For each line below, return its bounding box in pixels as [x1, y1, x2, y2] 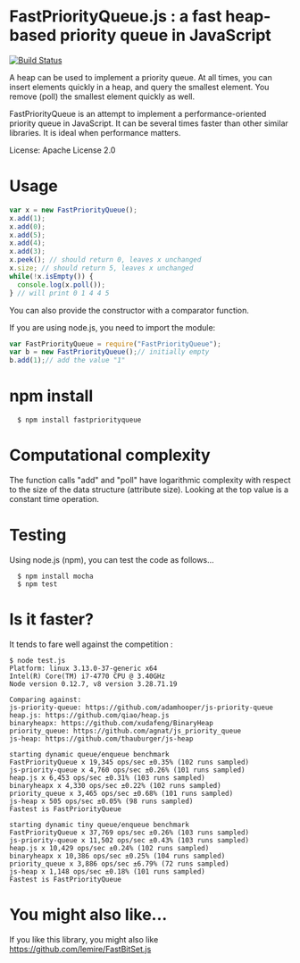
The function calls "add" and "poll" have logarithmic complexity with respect [9, 475, 291, 485]
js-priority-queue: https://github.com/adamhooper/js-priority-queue [9, 703, 274, 712]
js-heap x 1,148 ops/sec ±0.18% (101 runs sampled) [9, 867, 205, 876]
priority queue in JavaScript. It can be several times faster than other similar [9, 118, 288, 129]
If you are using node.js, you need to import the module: [9, 322, 216, 332]
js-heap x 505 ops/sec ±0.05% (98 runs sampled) [9, 797, 194, 806]
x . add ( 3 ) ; [9, 247, 46, 256]
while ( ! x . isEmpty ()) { [9, 272, 94, 281]
